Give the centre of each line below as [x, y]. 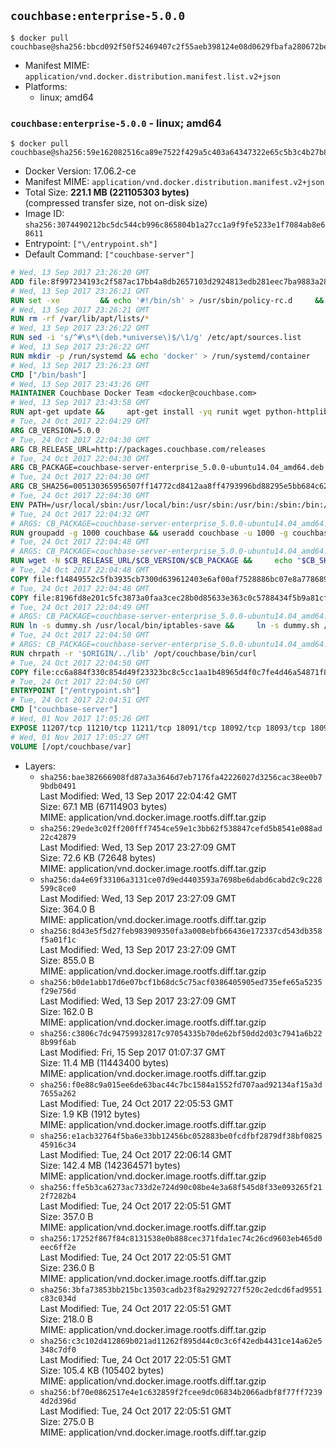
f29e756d [58, 991]
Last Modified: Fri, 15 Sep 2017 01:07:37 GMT [132, 1052]
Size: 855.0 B [67, 960]
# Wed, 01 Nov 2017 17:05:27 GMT [80, 737]
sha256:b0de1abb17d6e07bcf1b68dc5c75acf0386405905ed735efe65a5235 [181, 982]
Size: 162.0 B [66, 1011]
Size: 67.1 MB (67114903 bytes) [103, 806]
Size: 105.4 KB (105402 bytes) [102, 1370]
